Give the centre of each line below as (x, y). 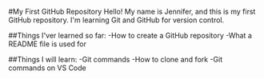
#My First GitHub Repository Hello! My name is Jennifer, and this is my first (132, 12)
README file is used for (47, 44)
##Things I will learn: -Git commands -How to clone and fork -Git (115, 59)
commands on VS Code (47, 68)
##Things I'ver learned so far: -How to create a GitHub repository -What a (130, 36)
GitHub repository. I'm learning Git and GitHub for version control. (116, 20)
